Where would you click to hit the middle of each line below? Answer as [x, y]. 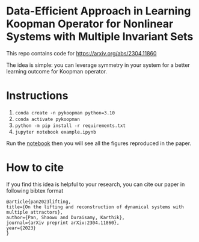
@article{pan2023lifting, [38, 202]
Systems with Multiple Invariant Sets [100, 37]
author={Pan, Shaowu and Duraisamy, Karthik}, [66, 217]
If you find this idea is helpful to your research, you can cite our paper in [96, 184]
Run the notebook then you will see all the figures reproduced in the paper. [99, 143]
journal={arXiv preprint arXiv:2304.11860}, [63, 223]
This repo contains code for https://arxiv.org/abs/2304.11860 [81, 53]
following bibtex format [35, 190]
